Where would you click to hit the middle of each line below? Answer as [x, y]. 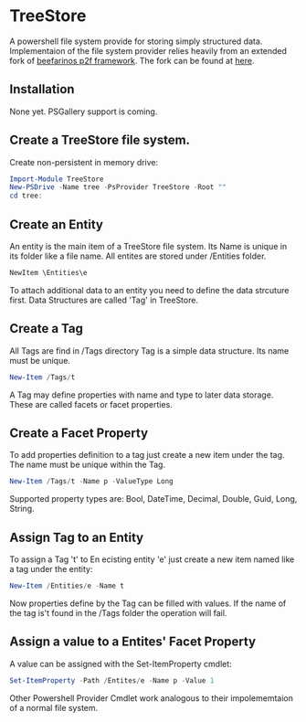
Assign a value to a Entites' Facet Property [133, 642]
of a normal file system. [54, 707]
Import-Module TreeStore [57, 179]
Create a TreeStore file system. [100, 140]
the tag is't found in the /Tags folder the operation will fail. [118, 612]
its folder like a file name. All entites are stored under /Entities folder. [138, 256]
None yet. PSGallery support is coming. [84, 111]
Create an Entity [56, 224]
